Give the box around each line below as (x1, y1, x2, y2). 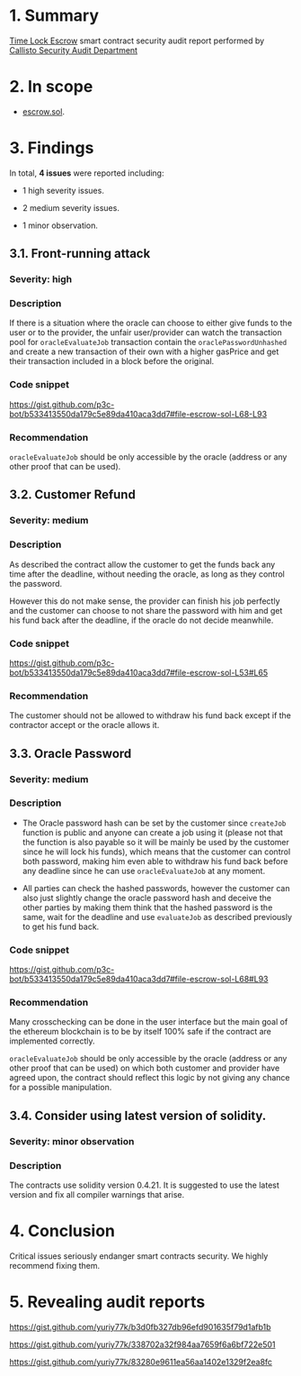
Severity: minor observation (9, 1135, 135, 1147)
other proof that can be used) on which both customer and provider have (9, 1062, 280, 1073)
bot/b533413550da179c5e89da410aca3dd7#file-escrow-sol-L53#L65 (9, 667, 268, 678)
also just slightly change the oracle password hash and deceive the (22, 892, 272, 903)
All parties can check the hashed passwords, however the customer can (22, 882, 290, 893)
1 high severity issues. (22, 185, 105, 196)
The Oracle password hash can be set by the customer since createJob (22, 817, 287, 828)
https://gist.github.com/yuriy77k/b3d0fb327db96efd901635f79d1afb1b (9, 1321, 271, 1332)
